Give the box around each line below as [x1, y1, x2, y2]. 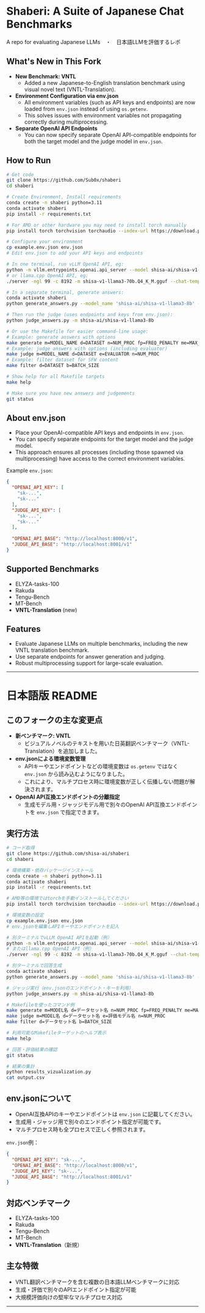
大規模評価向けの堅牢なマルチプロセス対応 [15, 1293, 123, 1301]
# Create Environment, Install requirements [6, 194, 121, 200]
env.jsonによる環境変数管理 [15, 755, 86, 763]
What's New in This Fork [6, 56, 102, 67]
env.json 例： [6, 1139, 40, 1146]
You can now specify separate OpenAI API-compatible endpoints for [24, 131, 196, 138]
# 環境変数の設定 [6, 912, 44, 919]
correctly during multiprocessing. [24, 118, 109, 125]
